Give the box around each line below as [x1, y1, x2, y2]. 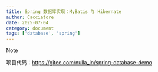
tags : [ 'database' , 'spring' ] [6, 31, 81, 37]
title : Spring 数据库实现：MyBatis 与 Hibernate [6, 8, 122, 15]
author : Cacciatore [6, 14, 54, 20]
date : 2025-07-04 [6, 19, 49, 25]
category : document [6, 25, 54, 31]
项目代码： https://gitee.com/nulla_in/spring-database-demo [6, 59, 152, 66]
